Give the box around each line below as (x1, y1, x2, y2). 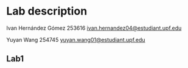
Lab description (6, 4, 88, 18)
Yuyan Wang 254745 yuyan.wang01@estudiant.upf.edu (6, 36, 145, 43)
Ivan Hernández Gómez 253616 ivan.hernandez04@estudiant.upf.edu (6, 24, 182, 32)
